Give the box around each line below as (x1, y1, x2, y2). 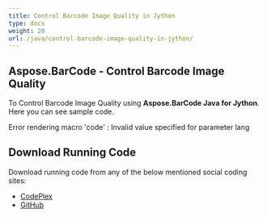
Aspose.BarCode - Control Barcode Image (8, 64, 225, 77)
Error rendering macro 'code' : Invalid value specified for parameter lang (8, 123, 250, 132)
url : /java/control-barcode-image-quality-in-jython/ (8, 34, 194, 43)
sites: (8, 175, 27, 186)
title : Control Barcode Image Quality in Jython (8, 11, 176, 20)
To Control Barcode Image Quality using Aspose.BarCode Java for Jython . (8, 98, 260, 108)
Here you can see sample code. (8, 106, 115, 117)
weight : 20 (8, 27, 45, 35)
